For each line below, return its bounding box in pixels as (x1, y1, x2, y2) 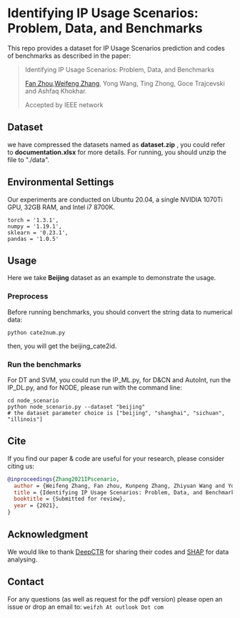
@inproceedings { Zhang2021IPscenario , (7, 475, 120, 483)
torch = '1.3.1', (7, 216, 59, 224)
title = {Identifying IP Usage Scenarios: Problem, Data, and (14, 489, 203, 496)
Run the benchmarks (7, 359, 81, 369)
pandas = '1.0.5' (7, 235, 59, 242)
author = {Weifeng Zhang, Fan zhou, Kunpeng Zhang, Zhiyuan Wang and (14, 482, 225, 489)
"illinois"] (7, 416, 43, 423)
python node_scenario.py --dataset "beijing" (7, 403, 145, 410)
